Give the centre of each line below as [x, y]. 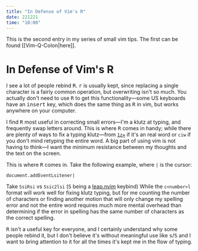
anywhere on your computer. [41, 111]
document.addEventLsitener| [41, 176]
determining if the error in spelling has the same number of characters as [95, 212]
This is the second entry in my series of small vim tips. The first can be [92, 39]
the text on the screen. [34, 153]
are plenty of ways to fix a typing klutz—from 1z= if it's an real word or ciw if [98, 135]
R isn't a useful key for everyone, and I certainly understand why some [92, 229]
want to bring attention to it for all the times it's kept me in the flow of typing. [99, 242]
